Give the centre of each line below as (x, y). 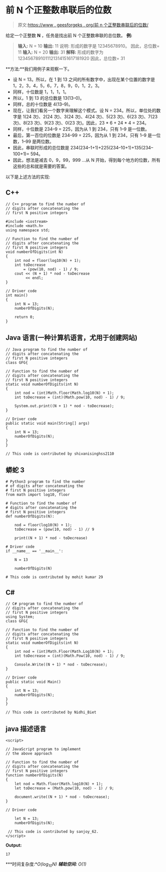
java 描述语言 (26, 729)
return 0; (25, 317)
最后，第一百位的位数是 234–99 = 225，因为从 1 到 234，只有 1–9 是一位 (87, 135)
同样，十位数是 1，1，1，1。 (41, 92)
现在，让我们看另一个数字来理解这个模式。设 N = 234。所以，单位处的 (84, 110)
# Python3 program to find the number (45, 482)
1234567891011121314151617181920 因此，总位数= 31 (71, 58)
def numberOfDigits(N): (30, 516)
